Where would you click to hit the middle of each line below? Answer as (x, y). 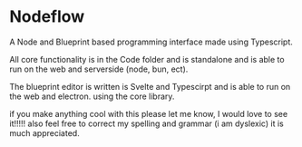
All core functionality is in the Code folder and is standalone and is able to (147, 59)
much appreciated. (44, 132)
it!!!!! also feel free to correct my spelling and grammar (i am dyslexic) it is (146, 123)
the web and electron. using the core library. (92, 96)
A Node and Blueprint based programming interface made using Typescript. (151, 42)
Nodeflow (47, 17)
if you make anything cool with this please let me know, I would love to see (149, 113)
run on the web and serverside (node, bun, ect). (99, 69)
